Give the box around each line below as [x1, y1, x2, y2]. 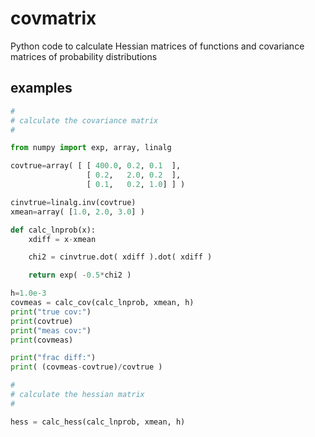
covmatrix [10, 7, 97, 30]
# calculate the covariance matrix [10, 115, 159, 126]
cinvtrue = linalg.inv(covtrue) [10, 197, 137, 207]
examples [10, 80, 73, 97]
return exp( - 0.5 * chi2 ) [28, 270, 132, 281]
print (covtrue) [10, 316, 74, 326]
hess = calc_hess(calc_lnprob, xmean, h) [10, 417, 186, 427]
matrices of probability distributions [10, 50, 158, 62]
